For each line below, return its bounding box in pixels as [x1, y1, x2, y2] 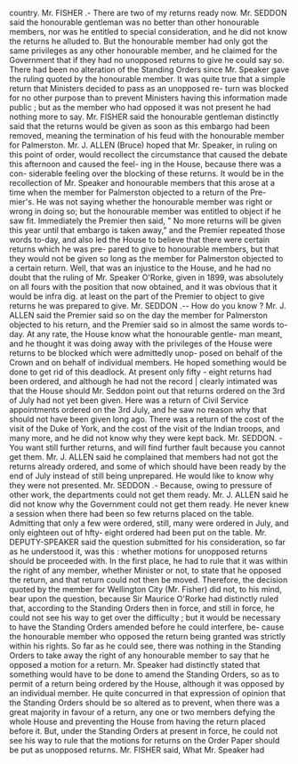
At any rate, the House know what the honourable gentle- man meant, [26, 329, 283, 339]
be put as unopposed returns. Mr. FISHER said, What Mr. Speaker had [9, 744, 265, 755]
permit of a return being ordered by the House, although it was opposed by [9, 679, 285, 688]
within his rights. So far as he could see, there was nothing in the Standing [9, 640, 282, 651]
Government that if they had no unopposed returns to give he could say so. [9, 55, 285, 65]
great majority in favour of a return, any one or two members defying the [9, 707, 276, 717]
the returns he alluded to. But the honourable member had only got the [9, 36, 269, 46]
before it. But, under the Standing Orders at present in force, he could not [9, 726, 278, 736]
